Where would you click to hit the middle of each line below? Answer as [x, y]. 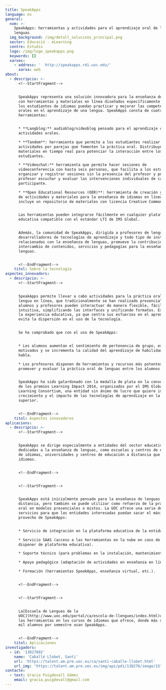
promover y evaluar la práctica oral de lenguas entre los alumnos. [90, 369]
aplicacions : [19, 423]
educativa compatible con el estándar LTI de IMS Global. [79, 220]
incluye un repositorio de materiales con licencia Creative [83, 201]
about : [12, 74]
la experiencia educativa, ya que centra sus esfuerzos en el [83, 315]
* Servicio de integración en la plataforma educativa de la [83, 531]
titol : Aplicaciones [35, 643]
